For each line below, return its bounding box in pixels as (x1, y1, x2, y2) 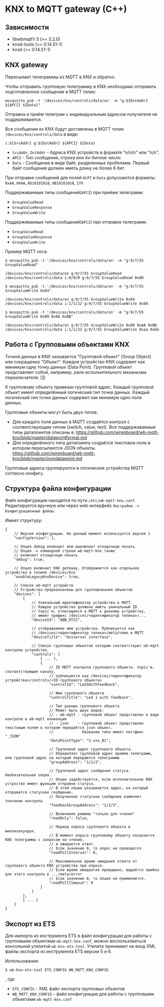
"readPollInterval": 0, (49, 850, 98, 855)
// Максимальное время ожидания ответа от (49, 859, 137, 864)
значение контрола (5, 799, 43, 804)
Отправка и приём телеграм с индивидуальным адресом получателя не (5, 111, 158, 117)
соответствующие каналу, (5, 669, 56, 674)
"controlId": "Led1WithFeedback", (49, 682, 120, 687)
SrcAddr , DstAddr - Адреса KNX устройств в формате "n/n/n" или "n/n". (12, 149, 160, 155)
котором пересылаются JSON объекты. (12, 445, 96, 451)
